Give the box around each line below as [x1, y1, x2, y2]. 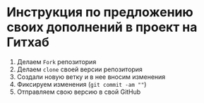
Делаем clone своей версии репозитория [16, 65, 143, 73]
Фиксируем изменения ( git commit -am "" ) [16, 80, 147, 88]
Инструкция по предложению [6, 4, 193, 20]
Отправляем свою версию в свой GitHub [16, 87, 141, 96]
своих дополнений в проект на [6, 19, 198, 35]
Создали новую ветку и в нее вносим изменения [16, 72, 166, 81]
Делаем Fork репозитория [16, 57, 97, 66]
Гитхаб [6, 35, 50, 50]
